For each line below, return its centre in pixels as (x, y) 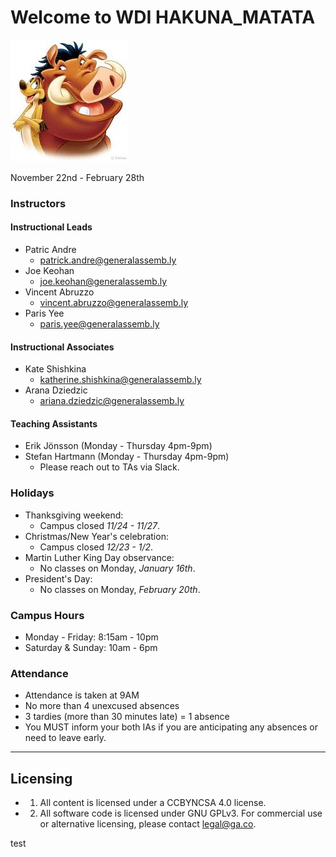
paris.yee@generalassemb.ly (99, 324)
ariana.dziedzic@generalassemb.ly (112, 401)
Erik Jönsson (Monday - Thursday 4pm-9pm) (118, 446)
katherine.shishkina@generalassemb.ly (120, 380)
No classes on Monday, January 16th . (117, 568)
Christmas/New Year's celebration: (96, 536)
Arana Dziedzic (56, 390)
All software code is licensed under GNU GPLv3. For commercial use (181, 813)
